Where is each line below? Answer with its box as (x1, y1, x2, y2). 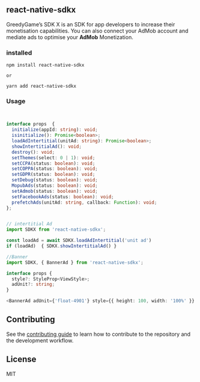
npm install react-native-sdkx (6, 62, 85, 68)
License (6, 354, 37, 365)
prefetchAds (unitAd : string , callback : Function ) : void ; (11, 199, 157, 205)
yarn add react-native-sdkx (6, 83, 77, 89)
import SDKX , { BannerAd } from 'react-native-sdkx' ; (6, 259, 144, 265)
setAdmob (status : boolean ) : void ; (11, 188, 98, 194)
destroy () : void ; (11, 149, 55, 155)
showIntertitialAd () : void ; (11, 144, 82, 150)
